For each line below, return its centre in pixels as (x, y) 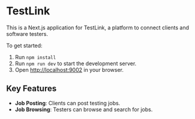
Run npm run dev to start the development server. (76, 63)
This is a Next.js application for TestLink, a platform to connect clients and (98, 28)
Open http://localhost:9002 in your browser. (69, 69)
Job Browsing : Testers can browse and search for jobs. (84, 109)
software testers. (27, 33)
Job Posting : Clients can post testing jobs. (67, 103)
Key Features (31, 89)
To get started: (25, 45)
